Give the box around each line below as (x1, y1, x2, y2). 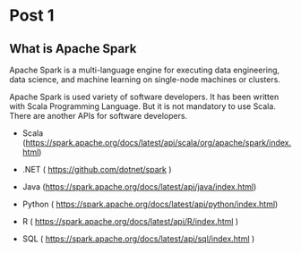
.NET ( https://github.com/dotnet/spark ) (21, 164, 172, 174)
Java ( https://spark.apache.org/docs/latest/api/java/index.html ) (21, 181, 257, 192)
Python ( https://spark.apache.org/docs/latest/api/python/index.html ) (21, 198, 279, 209)
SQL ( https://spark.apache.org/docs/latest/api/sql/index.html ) (21, 233, 255, 244)
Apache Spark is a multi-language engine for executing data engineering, (9, 64, 280, 75)
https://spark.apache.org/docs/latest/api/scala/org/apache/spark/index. (25, 138, 292, 148)
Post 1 (9, 5, 55, 26)
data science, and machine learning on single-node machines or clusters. (9, 74, 280, 85)
